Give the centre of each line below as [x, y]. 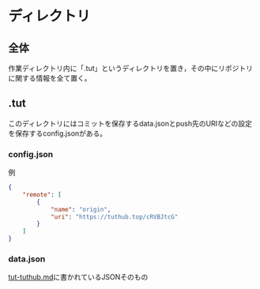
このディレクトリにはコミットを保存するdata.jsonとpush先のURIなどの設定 [130, 123]
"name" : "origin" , [81, 209]
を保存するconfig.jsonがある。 [58, 133]
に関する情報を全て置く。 [50, 78]
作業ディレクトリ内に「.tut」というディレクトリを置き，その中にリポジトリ [131, 68]
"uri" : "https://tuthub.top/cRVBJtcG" [114, 217]
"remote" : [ [42, 194]
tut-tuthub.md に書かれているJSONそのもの [78, 277]
